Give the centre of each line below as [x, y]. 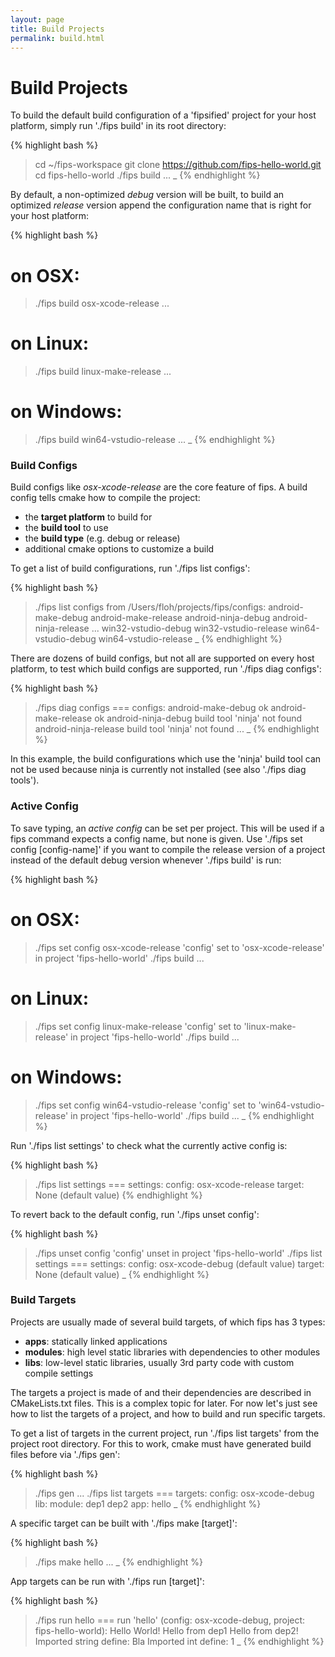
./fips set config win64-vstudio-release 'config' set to [145, 1105]
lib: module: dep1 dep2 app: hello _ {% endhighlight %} [148, 1503]
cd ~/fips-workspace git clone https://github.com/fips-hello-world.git [178, 165]
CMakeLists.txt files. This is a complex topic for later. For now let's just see [164, 1403]
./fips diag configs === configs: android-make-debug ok [151, 708]
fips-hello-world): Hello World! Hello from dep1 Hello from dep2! [166, 1630]
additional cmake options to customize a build [119, 549]
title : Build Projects [57, 29]
